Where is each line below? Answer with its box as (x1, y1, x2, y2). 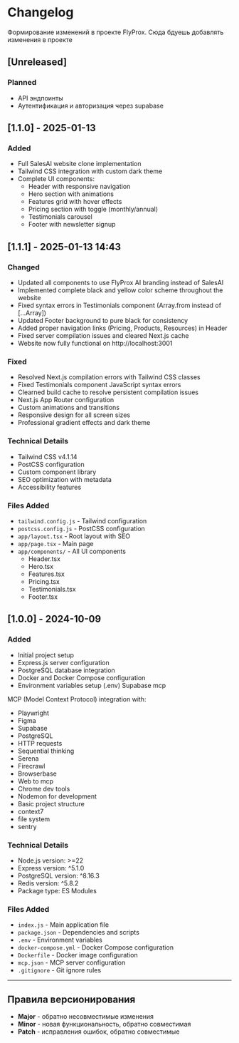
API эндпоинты (17, 93, 64, 102)
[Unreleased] (7, 56, 68, 68)
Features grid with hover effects (28, 197, 122, 206)
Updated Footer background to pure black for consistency (17, 317, 188, 324)
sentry (17, 822, 37, 831)
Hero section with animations (28, 190, 114, 198)
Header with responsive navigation (28, 183, 131, 191)
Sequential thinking (17, 746, 75, 755)
